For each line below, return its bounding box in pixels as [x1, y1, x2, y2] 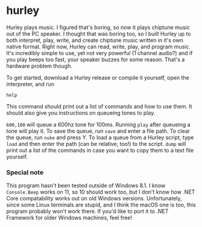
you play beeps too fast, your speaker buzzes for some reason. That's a [6, 56, 185, 63]
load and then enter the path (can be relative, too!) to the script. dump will [6, 140, 186, 147]
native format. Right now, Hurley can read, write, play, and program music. [6, 43, 191, 50]
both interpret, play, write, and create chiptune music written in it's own [6, 36, 184, 44]
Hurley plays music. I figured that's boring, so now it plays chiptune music [6, 24, 190, 31]
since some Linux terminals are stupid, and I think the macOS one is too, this [6, 201, 196, 209]
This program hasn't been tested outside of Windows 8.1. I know [6, 182, 166, 189]
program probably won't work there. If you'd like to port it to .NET [6, 208, 169, 215]
